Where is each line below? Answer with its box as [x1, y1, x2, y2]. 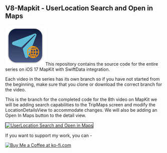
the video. [5, 86, 26, 92]
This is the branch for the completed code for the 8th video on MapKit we [5, 96, 157, 102]
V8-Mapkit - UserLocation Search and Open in [5, 4, 153, 13]
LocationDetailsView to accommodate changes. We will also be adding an [5, 107, 157, 113]
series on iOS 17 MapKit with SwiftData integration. [5, 66, 110, 72]
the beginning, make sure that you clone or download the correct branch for [5, 81, 162, 87]
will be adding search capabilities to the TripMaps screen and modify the [5, 101, 155, 107]
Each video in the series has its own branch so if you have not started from [5, 76, 160, 82]
